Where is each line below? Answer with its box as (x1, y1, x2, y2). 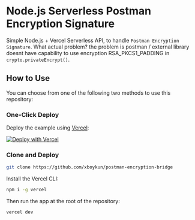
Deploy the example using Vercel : (6, 124, 89, 131)
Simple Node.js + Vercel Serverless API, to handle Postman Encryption (6, 37, 179, 44)
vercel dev (6, 209, 34, 215)
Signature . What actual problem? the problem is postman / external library (6, 43, 190, 50)
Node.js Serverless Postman (6, 4, 152, 18)
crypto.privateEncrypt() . (6, 56, 70, 63)
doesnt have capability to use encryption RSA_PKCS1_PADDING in (6, 49, 170, 56)
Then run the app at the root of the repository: (6, 198, 120, 205)
